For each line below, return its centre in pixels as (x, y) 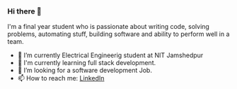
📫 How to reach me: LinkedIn (61, 78)
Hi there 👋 (25, 11)
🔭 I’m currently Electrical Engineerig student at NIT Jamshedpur (110, 55)
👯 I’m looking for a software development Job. (85, 71)
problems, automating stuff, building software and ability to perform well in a (118, 34)
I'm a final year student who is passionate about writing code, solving (109, 27)
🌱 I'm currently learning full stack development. (87, 63)
